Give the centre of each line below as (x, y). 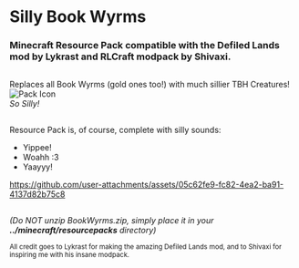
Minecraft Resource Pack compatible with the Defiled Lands (144, 46)
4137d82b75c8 (37, 194)
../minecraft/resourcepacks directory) (83, 231)
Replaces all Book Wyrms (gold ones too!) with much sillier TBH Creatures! (149, 84)
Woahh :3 (41, 157)
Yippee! (37, 147)
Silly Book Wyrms (78, 17)
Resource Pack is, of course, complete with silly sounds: (115, 129)
